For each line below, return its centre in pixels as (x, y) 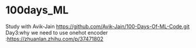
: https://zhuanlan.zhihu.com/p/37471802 (54, 39)
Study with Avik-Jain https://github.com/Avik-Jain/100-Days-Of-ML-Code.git (98, 26)
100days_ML (37, 10)
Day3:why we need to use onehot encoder (57, 32)
